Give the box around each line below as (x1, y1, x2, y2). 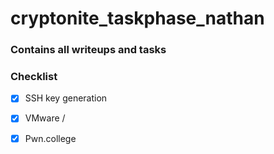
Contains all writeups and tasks (10, 43, 167, 57)
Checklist (10, 70, 58, 84)
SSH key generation (24, 92, 108, 104)
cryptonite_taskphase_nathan (10, 7, 265, 30)
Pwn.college (24, 132, 77, 144)
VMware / (24, 112, 66, 124)
